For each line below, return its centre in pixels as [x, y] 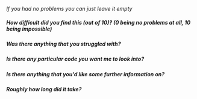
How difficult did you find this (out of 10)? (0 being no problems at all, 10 [98, 22]
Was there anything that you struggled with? [64, 44]
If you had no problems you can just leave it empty [69, 9]
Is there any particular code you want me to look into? [75, 59]
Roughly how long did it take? [44, 89]
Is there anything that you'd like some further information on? [86, 74]
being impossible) [29, 29]
